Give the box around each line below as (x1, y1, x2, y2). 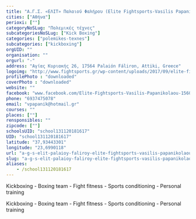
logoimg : (6, 69, 27, 74)
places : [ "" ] (6, 112, 38, 118)
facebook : (6, 90, 30, 96)
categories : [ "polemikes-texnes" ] (6, 36, 90, 42)
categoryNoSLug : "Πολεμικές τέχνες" (6, 25, 95, 31)
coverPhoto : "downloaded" (6, 80, 72, 85)
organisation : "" (6, 52, 48, 58)
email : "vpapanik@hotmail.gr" (6, 101, 80, 107)
